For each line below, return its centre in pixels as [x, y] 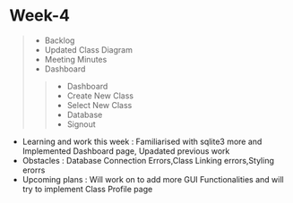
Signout [81, 124]
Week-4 [39, 16]
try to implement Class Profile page [87, 189]
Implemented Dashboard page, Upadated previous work [126, 151]
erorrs [34, 170]
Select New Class [99, 105]
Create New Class [100, 96]
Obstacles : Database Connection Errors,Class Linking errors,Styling [148, 160]
